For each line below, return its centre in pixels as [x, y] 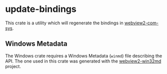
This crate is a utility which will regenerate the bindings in [64, 23]
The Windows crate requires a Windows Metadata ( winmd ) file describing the [84, 56]
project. [13, 66]
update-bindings [41, 9]
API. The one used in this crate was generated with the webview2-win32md [83, 61]
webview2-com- [141, 23]
